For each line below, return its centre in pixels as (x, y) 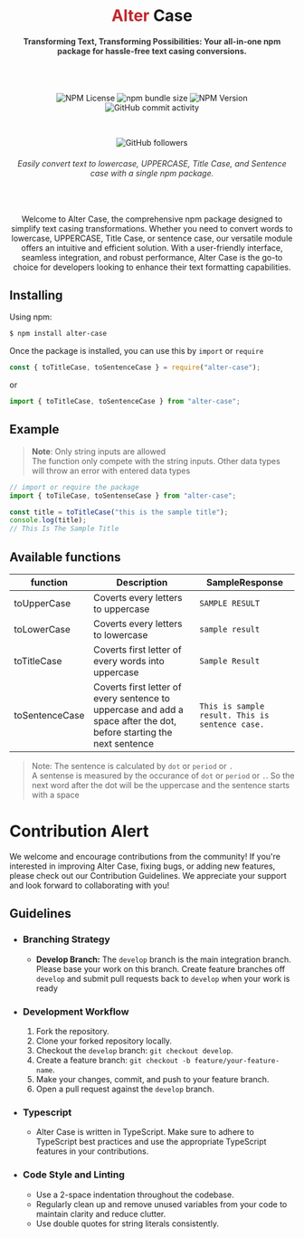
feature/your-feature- (237, 1061)
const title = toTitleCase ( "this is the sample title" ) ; (119, 512)
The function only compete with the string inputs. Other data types (156, 461)
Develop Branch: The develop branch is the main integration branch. (163, 959)
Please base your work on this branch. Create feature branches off (161, 968)
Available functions (65, 557)
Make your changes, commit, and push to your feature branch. (152, 1079)
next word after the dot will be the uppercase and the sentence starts (161, 786)
